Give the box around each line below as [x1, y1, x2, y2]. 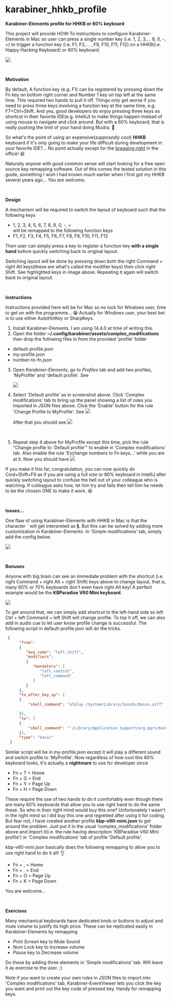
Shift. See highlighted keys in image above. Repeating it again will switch [5, 269, 159, 275]
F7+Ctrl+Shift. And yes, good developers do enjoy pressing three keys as [5, 108, 160, 114]
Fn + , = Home [12, 862, 44, 868]
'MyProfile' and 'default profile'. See [12, 372, 89, 378]
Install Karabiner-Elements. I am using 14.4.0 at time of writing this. [12, 325, 154, 331]
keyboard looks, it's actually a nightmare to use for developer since [5, 760, 148, 766]
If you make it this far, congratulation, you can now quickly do [5, 466, 135, 472]
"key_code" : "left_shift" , [26, 650, 83, 655]
